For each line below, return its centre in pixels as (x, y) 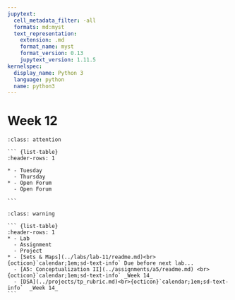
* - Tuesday (25, 171)
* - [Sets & (25, 257)
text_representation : (46, 34)
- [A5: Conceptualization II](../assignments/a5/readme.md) (104, 270)
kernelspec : (25, 66)
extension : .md (42, 40)
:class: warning (31, 214)
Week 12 (32, 121)
